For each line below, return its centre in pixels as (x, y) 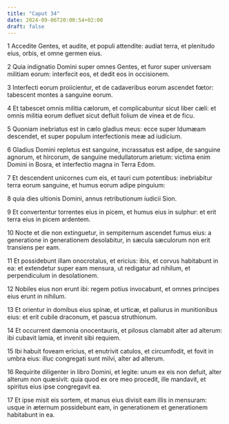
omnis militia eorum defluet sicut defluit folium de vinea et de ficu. (101, 116)
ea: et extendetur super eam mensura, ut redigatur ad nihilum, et (99, 268)
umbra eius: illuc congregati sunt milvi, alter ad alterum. (86, 359)
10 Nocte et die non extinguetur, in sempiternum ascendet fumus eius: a (109, 233)
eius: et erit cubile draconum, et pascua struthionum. (82, 317)
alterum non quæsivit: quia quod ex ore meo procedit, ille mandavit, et (107, 379)
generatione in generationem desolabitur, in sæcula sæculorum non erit (109, 240)
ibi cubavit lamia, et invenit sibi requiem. (64, 338)
